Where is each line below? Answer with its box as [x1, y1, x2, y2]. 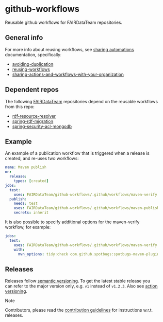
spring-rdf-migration [12, 118, 53, 124]
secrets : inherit [14, 210, 49, 215]
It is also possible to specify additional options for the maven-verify [5, 219, 140, 225]
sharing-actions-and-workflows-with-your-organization [12, 72, 124, 77]
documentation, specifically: [5, 52, 62, 57]
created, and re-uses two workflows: [5, 156, 79, 161]
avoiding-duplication [12, 61, 53, 67]
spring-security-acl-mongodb [12, 123, 72, 129]
